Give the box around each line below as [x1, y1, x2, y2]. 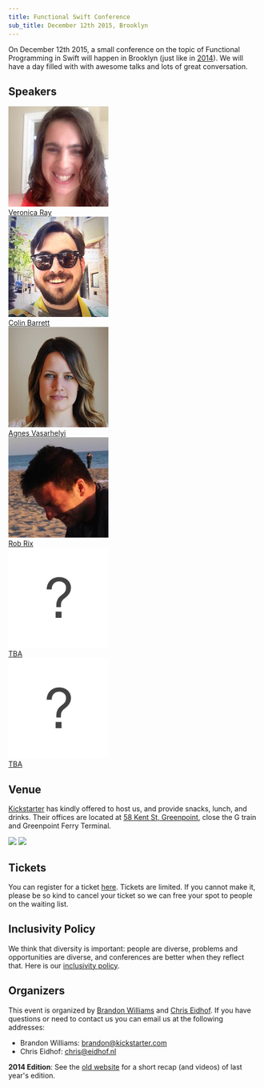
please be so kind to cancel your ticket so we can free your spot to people [8, 891, 253, 900]
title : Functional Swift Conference [8, 13, 130, 21]
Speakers [8, 84, 58, 98]
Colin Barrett [8, 318, 50, 328]
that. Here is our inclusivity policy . [8, 960, 120, 970]
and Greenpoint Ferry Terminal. [8, 821, 112, 830]
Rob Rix [8, 538, 34, 549]
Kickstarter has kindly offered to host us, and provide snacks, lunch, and [8, 804, 247, 814]
